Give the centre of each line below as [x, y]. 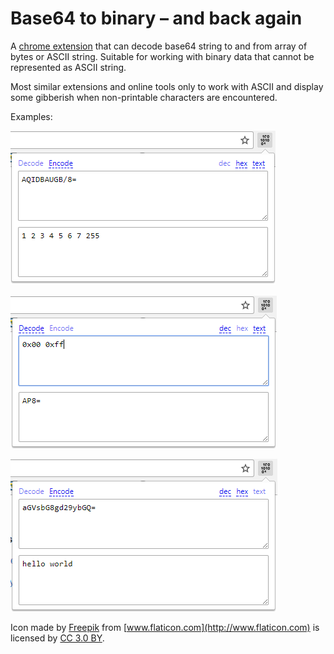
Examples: [31, 116]
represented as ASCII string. [68, 67]
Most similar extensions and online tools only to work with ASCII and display [167, 86]
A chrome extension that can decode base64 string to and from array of [159, 46]
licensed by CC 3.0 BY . [57, 638]
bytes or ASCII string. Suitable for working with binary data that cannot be [162, 56]
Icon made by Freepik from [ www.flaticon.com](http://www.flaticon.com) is [165, 627]
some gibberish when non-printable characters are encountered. [144, 97]
